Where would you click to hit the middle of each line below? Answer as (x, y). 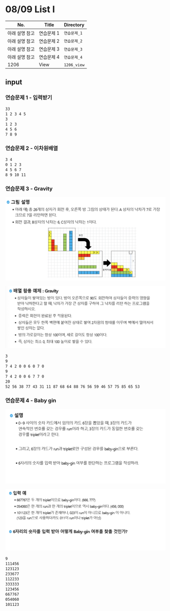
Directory (74, 25)
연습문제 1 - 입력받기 (29, 97)
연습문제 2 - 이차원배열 (32, 148)
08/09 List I (30, 9)
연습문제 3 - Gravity (29, 189)
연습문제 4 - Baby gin (31, 400)
